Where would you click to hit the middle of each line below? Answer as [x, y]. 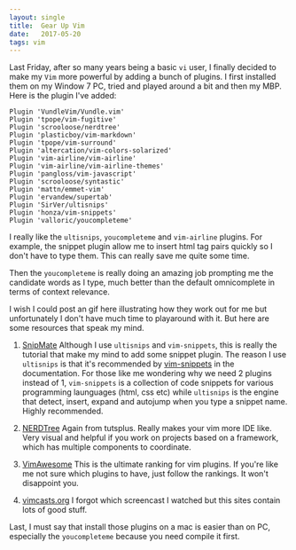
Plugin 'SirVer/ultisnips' [59, 205]
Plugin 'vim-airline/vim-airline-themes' [87, 166]
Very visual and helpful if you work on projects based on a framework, [150, 438]
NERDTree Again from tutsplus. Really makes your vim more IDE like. [147, 428]
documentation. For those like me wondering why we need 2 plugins [147, 373]
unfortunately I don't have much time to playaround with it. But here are [140, 318]
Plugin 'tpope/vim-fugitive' [63, 120]
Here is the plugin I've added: [63, 96]
